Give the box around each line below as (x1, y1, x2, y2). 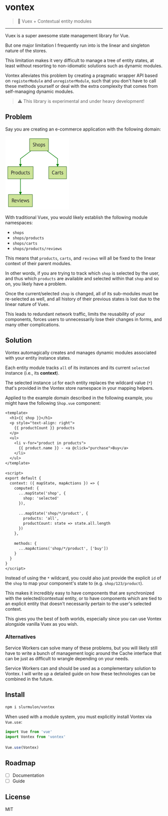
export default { (5, 476, 41, 481)
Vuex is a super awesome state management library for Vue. (5, 32, 130, 39)
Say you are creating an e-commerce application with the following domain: (5, 126, 161, 132)
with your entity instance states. (5, 355, 71, 361)
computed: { (14, 486, 39, 491)
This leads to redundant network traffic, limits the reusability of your (5, 311, 145, 317)
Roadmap (5, 759, 36, 767)
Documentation (12, 772, 44, 778)
